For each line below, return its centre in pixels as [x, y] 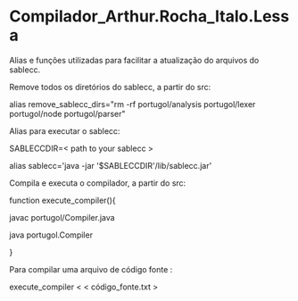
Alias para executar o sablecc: [65, 130]
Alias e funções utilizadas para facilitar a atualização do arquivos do [134, 60]
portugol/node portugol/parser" [67, 113]
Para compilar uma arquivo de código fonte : [91, 269]
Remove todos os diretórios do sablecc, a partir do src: [110, 87]
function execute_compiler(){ [62, 200]
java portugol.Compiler [51, 235]
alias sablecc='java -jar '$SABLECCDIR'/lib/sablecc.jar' [111, 165]
